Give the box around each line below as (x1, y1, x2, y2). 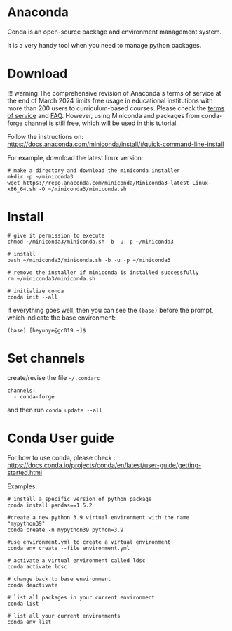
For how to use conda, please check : (7, 453, 116, 462)
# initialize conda (7, 287, 64, 294)
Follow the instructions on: (7, 132, 84, 141)
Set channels (7, 351, 86, 366)
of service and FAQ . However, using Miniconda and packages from (7, 111, 200, 119)
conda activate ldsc (7, 563, 68, 570)
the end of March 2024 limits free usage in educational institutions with (7, 96, 213, 105)
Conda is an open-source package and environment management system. (7, 27, 222, 36)
